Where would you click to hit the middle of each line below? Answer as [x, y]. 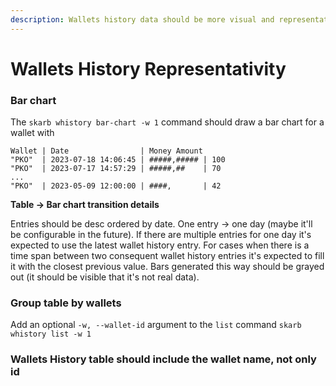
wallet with [32, 133]
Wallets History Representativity [148, 68]
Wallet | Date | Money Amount [106, 151]
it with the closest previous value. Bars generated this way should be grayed [167, 267]
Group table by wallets [66, 303]
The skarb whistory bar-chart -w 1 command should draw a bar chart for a [167, 122]
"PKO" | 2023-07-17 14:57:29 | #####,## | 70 [116, 169]
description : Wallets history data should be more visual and [142, 19]
